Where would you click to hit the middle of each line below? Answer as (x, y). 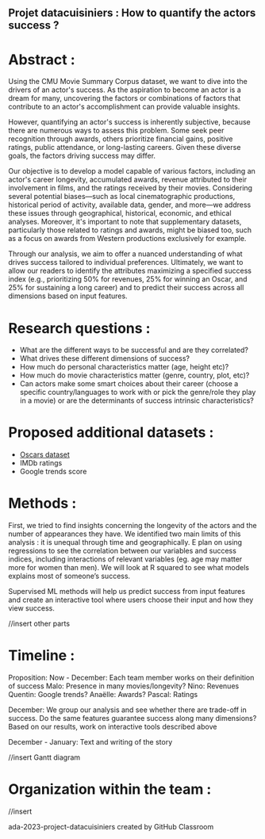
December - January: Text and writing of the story (90, 742)
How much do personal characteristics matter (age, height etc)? (124, 367)
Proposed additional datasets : (111, 433)
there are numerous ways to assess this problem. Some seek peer (116, 131)
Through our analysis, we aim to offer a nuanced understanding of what (126, 254)
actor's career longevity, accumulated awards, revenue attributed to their (128, 180)
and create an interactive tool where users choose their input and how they (131, 600)
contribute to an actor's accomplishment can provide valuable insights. (124, 107)
